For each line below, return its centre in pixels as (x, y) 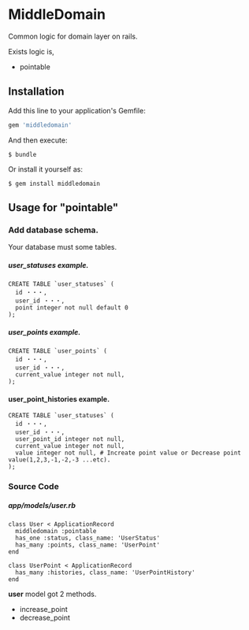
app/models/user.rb (42, 505)
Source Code (33, 487)
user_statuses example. (48, 265)
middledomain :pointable (56, 532)
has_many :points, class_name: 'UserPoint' (87, 545)
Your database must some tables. (62, 247)
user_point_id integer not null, (70, 439)
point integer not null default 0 (72, 308)
